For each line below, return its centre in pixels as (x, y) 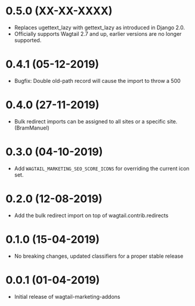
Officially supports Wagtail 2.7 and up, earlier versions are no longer (98, 33)
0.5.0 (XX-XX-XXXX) (59, 11)
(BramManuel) (32, 128)
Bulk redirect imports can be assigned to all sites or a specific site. (96, 121)
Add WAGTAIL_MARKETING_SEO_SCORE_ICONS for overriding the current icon (102, 168)
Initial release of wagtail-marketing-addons (67, 296)
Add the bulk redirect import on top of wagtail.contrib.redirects (91, 215)
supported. (28, 40)
